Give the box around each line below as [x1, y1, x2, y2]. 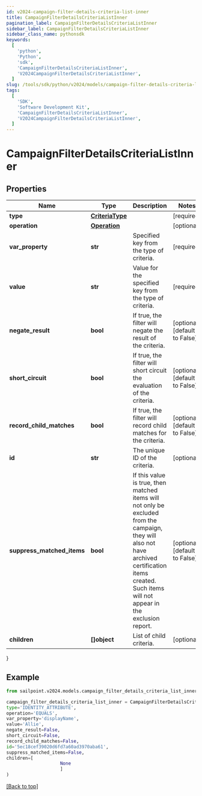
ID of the [132, 453, 158, 462]
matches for [132, 429, 167, 437]
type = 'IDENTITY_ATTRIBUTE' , [6, 704, 77, 710]
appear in [132, 599, 160, 608]
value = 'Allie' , [6, 721, 44, 727]
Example [6, 672, 40, 682]
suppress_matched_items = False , [6, 749, 85, 756]
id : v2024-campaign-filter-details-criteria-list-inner [6, 8, 149, 15]
